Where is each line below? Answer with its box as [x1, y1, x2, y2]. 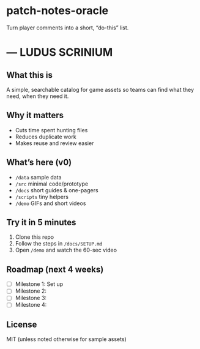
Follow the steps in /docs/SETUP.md [15, 240, 103, 247]
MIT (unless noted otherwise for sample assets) [6, 336, 127, 343]
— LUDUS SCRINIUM [6, 45, 113, 59]
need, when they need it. [6, 92, 69, 100]
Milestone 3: [15, 295, 47, 302]
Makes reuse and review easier [15, 139, 94, 147]
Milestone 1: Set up [15, 280, 64, 288]
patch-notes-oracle [6, 4, 109, 18]
